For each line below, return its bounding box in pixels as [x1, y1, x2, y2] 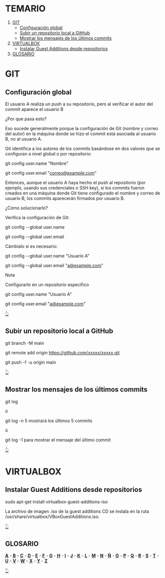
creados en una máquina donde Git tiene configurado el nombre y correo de [5, 190, 161, 196]
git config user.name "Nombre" [5, 160, 69, 166]
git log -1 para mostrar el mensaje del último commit [5, 436, 111, 443]
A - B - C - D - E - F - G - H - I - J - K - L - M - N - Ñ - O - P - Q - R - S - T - [5, 553, 159, 559]
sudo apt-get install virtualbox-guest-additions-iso [5, 498, 108, 505]
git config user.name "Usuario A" [5, 291, 72, 297]
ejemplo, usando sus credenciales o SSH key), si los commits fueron [5, 185, 145, 191]
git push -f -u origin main [5, 359, 56, 365]
